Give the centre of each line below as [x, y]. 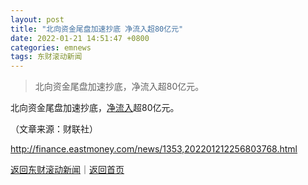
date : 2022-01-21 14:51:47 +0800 [80, 38]
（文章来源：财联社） [54, 129]
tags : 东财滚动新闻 [46, 57]
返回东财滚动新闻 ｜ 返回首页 [67, 170]
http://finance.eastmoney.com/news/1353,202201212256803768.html [154, 149]
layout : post [37, 19]
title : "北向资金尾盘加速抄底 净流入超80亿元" [97, 29]
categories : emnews [51, 47]
